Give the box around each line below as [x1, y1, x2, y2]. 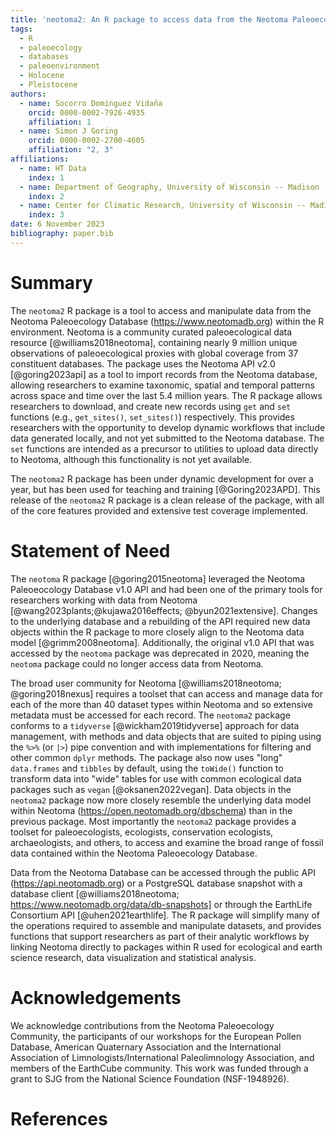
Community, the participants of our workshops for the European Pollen [10, 1030, 302, 1042]
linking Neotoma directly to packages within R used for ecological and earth [10, 941, 323, 953]
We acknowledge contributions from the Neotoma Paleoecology [10, 1019, 275, 1031]
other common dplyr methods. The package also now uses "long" [10, 751, 283, 763]
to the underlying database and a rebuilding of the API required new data [10, 615, 311, 627]
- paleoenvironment [19, 61, 101, 71]
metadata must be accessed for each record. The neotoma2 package [10, 709, 291, 721]
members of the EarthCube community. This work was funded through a [10, 1062, 309, 1074]
